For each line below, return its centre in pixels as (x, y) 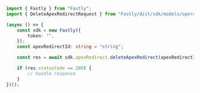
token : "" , (41, 36)
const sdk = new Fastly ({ (49, 30)
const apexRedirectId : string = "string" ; (70, 47)
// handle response (52, 73)
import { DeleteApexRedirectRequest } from (61, 14)
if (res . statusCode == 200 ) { (54, 68)
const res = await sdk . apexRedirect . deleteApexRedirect (88, 57)
